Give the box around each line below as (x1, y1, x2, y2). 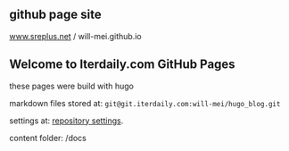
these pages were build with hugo (9, 80, 134, 91)
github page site (9, 7, 102, 22)
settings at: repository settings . (9, 115, 124, 126)
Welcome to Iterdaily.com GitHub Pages (9, 57, 235, 72)
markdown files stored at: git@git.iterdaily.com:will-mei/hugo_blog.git (9, 97, 281, 108)
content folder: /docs (9, 132, 87, 143)
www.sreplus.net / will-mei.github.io (9, 30, 142, 41)
